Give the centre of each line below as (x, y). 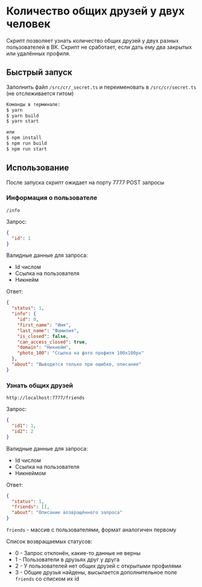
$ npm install (24, 138)
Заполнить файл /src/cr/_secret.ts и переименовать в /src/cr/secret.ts (101, 87)
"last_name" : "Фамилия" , (48, 331)
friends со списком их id (47, 579)
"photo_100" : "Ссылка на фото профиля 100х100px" (81, 353)
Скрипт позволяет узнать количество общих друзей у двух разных (93, 40)
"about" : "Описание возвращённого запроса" (67, 513)
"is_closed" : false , (43, 336)
